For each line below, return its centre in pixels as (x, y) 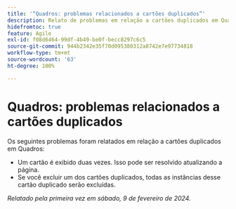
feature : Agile (29, 33)
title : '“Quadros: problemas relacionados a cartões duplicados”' (106, 14)
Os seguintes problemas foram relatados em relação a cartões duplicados (114, 141)
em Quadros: (26, 149)
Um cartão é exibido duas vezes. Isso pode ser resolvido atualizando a (120, 162)
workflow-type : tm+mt (39, 53)
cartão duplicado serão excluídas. (66, 184)
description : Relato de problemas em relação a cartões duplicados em (113, 20)
